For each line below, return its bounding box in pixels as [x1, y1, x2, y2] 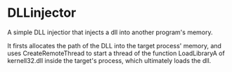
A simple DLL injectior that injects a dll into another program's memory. [7, 28, 213, 36]
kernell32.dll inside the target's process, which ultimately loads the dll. [7, 56, 212, 64]
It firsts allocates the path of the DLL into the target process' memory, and [7, 41, 221, 50]
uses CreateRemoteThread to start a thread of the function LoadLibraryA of [7, 49, 225, 57]
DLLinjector [7, 5, 77, 21]
